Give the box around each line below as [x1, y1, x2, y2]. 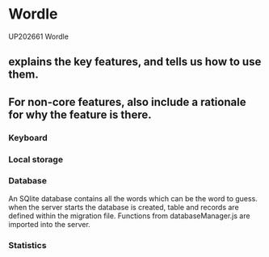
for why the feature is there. [8, 107, 152, 121]
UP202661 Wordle [8, 32, 69, 41]
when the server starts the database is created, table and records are [8, 202, 240, 212]
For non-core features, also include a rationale [8, 95, 246, 109]
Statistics [8, 239, 47, 251]
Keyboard [8, 132, 48, 143]
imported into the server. [8, 219, 90, 229]
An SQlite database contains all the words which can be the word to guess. [8, 193, 258, 203]
